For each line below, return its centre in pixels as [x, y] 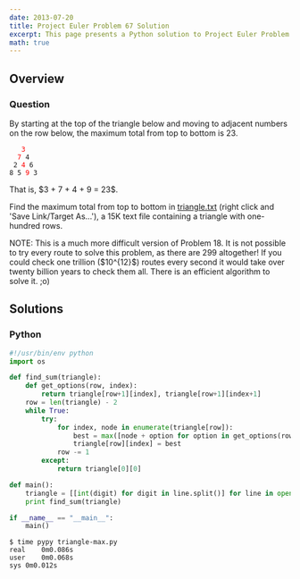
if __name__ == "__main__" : [62, 518]
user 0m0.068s [42, 558]
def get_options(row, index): [82, 386]
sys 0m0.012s [33, 566]
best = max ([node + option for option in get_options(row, [185, 436]
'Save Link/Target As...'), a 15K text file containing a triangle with [127, 216]
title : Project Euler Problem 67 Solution [89, 26]
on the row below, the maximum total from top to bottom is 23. [124, 133]
